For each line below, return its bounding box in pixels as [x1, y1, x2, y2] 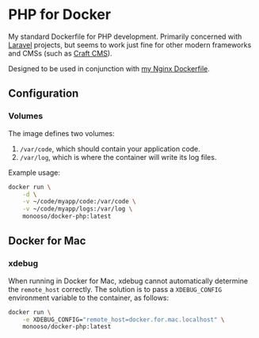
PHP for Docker [8, 6, 112, 24]
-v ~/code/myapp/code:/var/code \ [22, 198, 136, 206]
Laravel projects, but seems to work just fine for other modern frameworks [8, 40, 252, 49]
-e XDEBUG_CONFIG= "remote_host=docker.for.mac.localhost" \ [22, 315, 225, 324]
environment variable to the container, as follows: [8, 293, 169, 302]
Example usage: [8, 168, 61, 177]
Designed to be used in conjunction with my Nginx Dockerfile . [8, 63, 210, 73]
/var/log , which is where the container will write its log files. [19, 152, 217, 161]
